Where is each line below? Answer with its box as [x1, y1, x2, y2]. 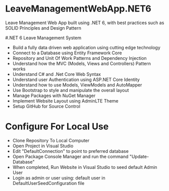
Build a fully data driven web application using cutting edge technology [12, 44, 160, 50]
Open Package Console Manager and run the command [12, 153, 129, 159]
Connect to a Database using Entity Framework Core [12, 50, 122, 56]
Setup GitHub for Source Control [12, 103, 81, 109]
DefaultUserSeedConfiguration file [12, 180, 85, 186]
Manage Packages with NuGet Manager [12, 92, 96, 99]
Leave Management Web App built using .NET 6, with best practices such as [5, 20, 164, 26]
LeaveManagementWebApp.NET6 [5, 3, 151, 15]
